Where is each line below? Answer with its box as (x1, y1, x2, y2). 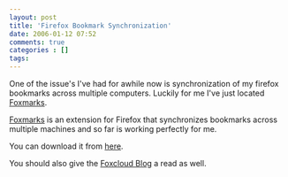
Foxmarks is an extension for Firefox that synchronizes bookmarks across (9, 114, 278, 125)
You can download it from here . (9, 141, 124, 151)
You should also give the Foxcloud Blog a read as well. (9, 158, 207, 168)
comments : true (9, 37, 65, 47)
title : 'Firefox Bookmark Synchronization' (9, 21, 172, 30)
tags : (9, 54, 29, 63)
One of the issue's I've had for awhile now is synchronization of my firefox (9, 79, 279, 88)
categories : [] (9, 46, 69, 55)
